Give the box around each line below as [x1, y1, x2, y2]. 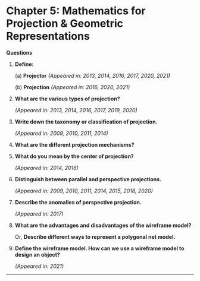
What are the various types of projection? [14, 95, 120, 102]
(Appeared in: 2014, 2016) [14, 164, 79, 171]
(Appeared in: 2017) [14, 210, 64, 217]
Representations [6, 30, 90, 43]
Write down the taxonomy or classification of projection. [14, 118, 158, 125]
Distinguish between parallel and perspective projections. [14, 175, 162, 182]
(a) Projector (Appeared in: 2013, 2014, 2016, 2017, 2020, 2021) [14, 72, 171, 79]
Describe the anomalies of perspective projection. [14, 198, 142, 206]
